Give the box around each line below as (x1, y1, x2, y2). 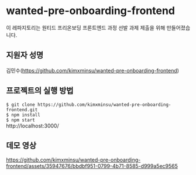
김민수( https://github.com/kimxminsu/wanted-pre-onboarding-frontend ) (6, 67, 180, 74)
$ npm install (6, 112, 41, 118)
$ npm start (6, 117, 35, 123)
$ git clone (6, 101, 35, 108)
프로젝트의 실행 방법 (6, 86, 74, 96)
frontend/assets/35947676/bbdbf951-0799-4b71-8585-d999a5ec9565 (6, 163, 178, 170)
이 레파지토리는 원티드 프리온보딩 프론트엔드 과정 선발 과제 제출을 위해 (6, 24, 166, 31)
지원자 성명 (6, 50, 44, 60)
